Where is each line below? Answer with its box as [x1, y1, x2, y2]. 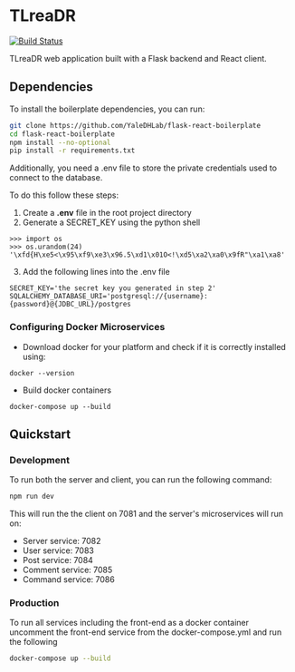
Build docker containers [22, 385, 111, 395]
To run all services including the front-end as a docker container [9, 618, 249, 628]
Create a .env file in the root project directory [22, 208, 192, 219]
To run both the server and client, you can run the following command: [9, 474, 272, 485]
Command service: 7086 [22, 574, 115, 585]
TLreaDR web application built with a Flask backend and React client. [9, 53, 267, 63]
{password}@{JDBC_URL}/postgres [9, 300, 131, 309]
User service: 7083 [22, 545, 95, 556]
